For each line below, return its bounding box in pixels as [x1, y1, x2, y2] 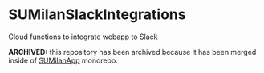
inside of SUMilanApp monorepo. [8, 56, 118, 65]
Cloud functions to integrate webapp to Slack [8, 32, 158, 41]
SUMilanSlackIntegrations [8, 6, 186, 24]
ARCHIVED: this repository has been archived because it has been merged [8, 47, 257, 56]
